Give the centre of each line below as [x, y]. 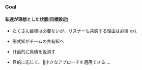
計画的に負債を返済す [34, 52]
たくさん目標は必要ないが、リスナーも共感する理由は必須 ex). [75, 31]
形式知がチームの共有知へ [38, 41]
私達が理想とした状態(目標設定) [37, 19]
